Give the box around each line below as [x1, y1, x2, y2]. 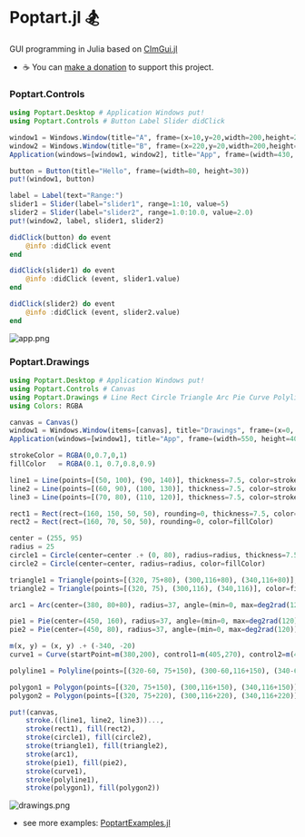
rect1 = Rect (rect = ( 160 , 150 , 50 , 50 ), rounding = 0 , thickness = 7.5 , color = [9, 509, 299, 518]
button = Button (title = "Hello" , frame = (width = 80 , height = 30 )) [9, 166, 250, 175]
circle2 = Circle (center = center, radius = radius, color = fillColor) [9, 559, 266, 568]
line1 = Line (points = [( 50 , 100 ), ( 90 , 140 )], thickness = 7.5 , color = [9, 476, 274, 485]
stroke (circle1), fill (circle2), [25, 733, 152, 743]
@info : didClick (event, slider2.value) [25, 308, 181, 317]
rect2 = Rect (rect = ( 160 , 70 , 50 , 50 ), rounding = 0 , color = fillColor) [9, 517, 274, 527]
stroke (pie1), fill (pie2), [25, 758, 128, 767]
